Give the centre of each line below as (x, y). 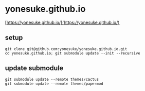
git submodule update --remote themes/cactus (52, 79)
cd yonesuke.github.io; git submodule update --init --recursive (72, 53)
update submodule (34, 68)
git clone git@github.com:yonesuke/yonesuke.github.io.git (66, 49)
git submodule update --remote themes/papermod (54, 84)
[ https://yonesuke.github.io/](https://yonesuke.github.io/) (62, 22)
